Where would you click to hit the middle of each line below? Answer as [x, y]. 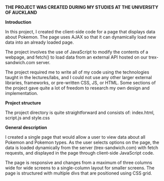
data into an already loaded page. [40, 42]
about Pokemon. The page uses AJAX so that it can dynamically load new [81, 37]
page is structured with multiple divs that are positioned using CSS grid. [79, 173]
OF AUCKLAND [21, 12]
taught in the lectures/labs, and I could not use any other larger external [79, 77]
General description [26, 127]
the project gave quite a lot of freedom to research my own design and [78, 88]
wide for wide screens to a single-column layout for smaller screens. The [80, 168]
